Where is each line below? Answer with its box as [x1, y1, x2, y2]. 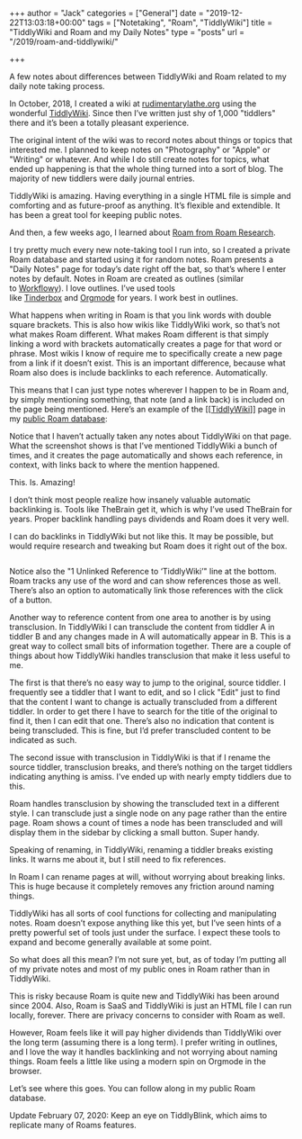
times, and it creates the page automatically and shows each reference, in [9, 450, 283, 460]
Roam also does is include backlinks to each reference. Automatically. [9, 367, 268, 377]
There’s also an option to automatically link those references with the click [9, 585, 283, 595]
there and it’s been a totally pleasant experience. [9, 117, 190, 128]
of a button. [9, 594, 52, 605]
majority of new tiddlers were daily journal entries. [9, 173, 195, 184]
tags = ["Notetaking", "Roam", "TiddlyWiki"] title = [87, 17, 272, 28]
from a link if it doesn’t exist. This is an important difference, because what [9, 357, 286, 368]
